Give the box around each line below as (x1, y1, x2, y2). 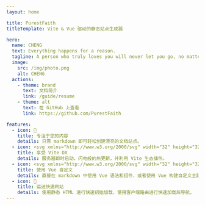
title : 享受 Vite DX (17, 150, 68, 156)
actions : (12, 76, 34, 82)
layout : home (6, 9, 40, 15)
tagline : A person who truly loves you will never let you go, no (12, 54, 184, 60)
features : (6, 121, 32, 128)
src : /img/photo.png (17, 65, 70, 71)
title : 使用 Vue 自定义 (17, 167, 73, 173)
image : (12, 59, 29, 65)
